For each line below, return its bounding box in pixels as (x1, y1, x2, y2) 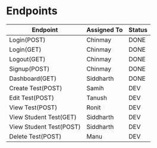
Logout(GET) (9, 55, 46, 63)
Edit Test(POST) (9, 93, 55, 102)
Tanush (86, 93, 107, 102)
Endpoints (6, 4, 58, 18)
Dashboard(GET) (9, 74, 56, 83)
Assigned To (86, 26, 123, 34)
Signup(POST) (9, 64, 50, 73)
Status (128, 26, 147, 34)
